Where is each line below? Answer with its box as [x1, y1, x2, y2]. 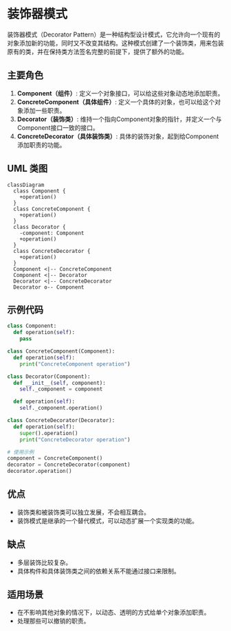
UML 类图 [7, 163, 48, 175]
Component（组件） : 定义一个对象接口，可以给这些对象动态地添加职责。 [16, 89, 224, 97]
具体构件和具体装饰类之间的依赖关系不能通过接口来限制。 [16, 566, 180, 575]
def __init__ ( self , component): [13, 379, 107, 386]
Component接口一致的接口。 [16, 123, 99, 131]
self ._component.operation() [19, 405, 103, 412]
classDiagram [7, 181, 45, 188]
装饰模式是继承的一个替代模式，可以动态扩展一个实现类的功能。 [16, 516, 198, 524]
